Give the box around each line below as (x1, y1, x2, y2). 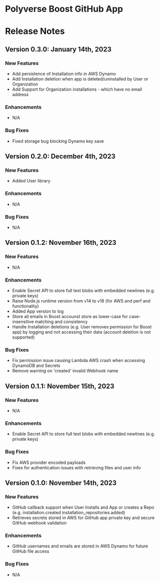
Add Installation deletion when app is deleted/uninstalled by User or (12, 76, 149, 82)
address (12, 92, 29, 98)
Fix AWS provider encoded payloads (12, 460, 86, 465)
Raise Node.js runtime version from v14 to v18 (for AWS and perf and (12, 298, 151, 303)
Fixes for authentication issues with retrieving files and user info (12, 464, 141, 470)
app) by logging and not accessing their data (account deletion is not (12, 329, 151, 335)
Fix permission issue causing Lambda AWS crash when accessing (12, 358, 145, 363)
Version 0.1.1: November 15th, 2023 (5, 382, 115, 390)
